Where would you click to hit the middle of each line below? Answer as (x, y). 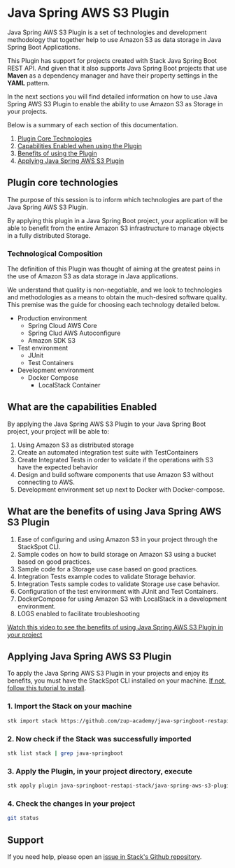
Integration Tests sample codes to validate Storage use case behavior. (119, 584)
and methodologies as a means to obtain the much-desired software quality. (117, 297)
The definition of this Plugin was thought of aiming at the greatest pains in (114, 269)
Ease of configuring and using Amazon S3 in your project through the (117, 539)
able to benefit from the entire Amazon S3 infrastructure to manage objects (116, 228)
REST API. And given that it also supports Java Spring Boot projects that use (117, 68)
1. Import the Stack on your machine (70, 706)
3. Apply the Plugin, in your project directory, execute (100, 771)
